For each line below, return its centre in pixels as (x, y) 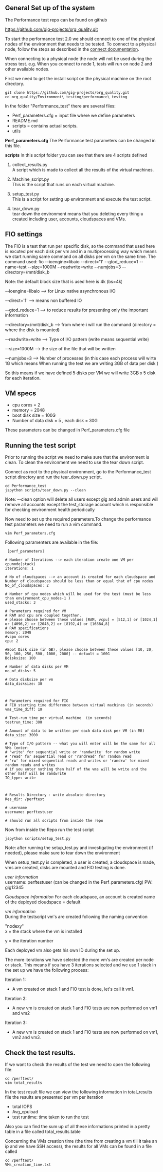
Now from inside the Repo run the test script (49, 830)
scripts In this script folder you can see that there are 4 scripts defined (76, 155)
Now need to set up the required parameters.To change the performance (78, 519)
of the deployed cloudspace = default (43, 902)
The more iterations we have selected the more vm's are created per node (80, 960)
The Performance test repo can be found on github (56, 20)
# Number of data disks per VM (37, 667)
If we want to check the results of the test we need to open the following (78, 1065)
